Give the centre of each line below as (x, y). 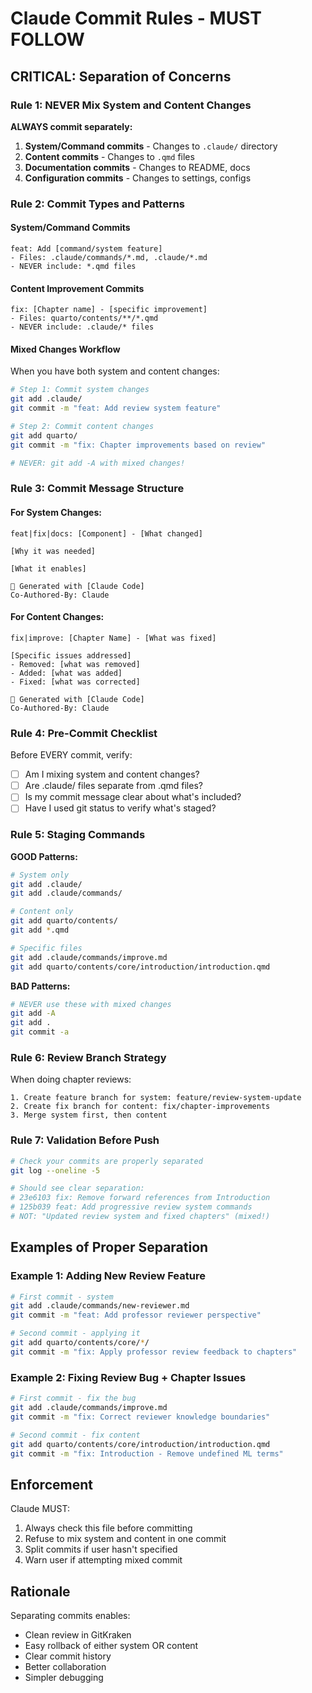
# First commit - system (62, 1297)
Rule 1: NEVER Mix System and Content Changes (131, 105)
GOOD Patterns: (44, 856)
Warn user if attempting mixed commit (103, 1560)
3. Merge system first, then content (89, 1115)
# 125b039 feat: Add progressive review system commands (131, 1207)
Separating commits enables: (70, 1616)
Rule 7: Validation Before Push (85, 1140)
